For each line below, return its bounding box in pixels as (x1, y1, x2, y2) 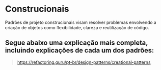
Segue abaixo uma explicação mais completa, (5, 39, 148, 47)
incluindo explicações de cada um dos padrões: (5, 46, 154, 54)
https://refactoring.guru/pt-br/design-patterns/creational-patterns (17, 59, 151, 65)
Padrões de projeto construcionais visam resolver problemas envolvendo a (5, 19, 157, 25)
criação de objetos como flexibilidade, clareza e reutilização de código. (5, 24, 149, 30)
